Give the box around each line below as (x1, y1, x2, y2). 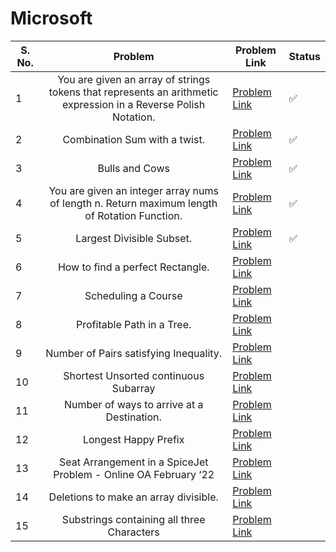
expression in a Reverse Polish (62, 97, 206, 111)
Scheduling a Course (84, 288, 183, 302)
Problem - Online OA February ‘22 (53, 467, 215, 481)
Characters (107, 525, 160, 539)
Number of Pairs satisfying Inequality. (45, 346, 223, 360)
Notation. (111, 110, 156, 124)
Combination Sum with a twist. (62, 132, 205, 146)
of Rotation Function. (84, 208, 183, 222)
